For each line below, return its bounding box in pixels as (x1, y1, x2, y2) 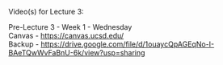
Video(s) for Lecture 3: (8, 7, 84, 16)
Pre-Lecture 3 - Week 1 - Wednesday (8, 22, 133, 31)
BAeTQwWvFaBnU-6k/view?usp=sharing (8, 48, 145, 57)
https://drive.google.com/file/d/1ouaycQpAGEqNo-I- (40, 39, 215, 49)
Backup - (8, 39, 39, 49)
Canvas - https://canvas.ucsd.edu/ (8, 31, 124, 40)
